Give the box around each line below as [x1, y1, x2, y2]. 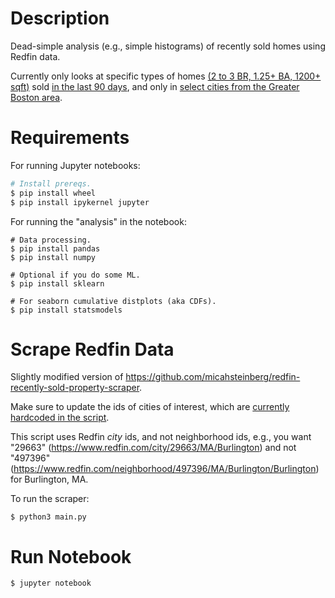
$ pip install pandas [10, 243, 101, 254]
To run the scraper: [10, 493, 90, 505]
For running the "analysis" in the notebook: [10, 215, 187, 227]
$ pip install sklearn [10, 278, 105, 289]
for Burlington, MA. [10, 473, 89, 486]
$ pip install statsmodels [10, 305, 123, 315]
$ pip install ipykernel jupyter [10, 197, 150, 207]
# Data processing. [10, 235, 92, 245]
